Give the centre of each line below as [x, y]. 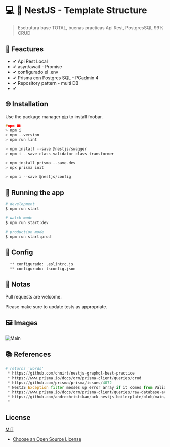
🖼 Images [22, 323]
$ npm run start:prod [28, 237]
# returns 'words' [25, 368]
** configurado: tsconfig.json [43, 269]
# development [20, 204]
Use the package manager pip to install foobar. [54, 116]
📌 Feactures [25, 49]
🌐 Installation [27, 104]
